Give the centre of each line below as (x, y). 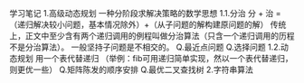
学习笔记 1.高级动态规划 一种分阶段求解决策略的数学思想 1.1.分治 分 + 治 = (146, 13)
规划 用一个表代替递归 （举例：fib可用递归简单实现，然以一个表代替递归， (155, 58)
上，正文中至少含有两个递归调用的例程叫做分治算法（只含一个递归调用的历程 (152, 36)
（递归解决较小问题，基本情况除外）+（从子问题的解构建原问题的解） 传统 (148, 24)
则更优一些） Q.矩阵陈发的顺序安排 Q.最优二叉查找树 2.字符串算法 (131, 69)
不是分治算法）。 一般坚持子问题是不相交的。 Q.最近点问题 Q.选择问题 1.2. (145, 47)
